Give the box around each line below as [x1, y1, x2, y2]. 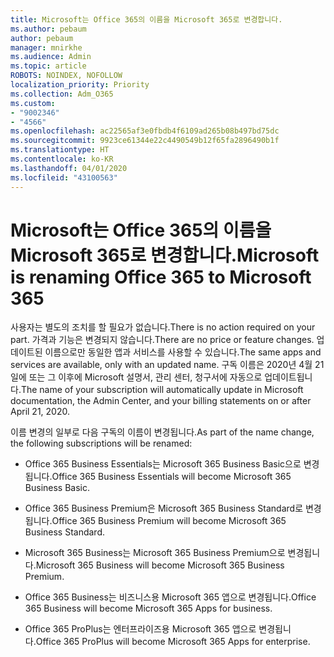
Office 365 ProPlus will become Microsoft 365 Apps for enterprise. [35, 636, 311, 648]
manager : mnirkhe [10, 42, 83, 53]
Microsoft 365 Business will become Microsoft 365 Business [35, 559, 285, 571]
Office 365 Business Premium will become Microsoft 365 [51, 515, 287, 527]
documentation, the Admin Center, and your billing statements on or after [10, 395, 312, 407]
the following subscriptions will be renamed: [10, 437, 193, 450]
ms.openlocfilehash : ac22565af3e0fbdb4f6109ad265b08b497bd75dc [10, 126, 280, 136]
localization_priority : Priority [10, 80, 150, 90]
